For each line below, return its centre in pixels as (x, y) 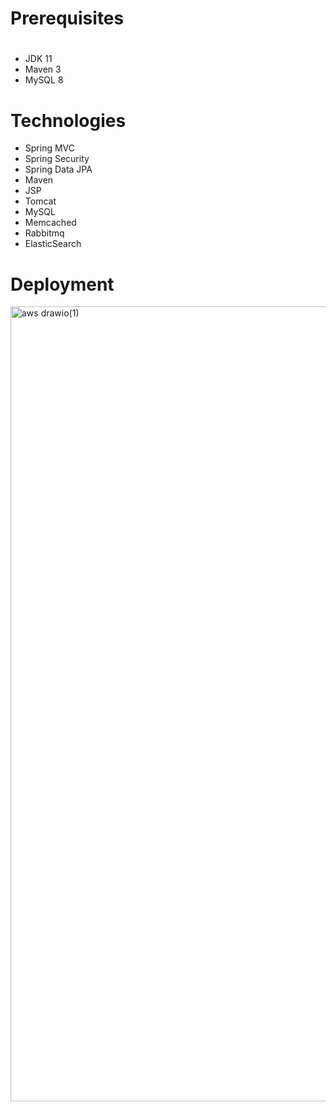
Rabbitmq (44, 233)
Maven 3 (43, 69)
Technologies (68, 120)
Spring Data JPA (58, 169)
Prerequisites (67, 18)
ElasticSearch (53, 244)
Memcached (50, 223)
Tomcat (40, 201)
